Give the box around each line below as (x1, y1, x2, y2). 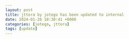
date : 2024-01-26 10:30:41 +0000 (5, 17, 76, 22)
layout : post (5, 7, 33, 13)
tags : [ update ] (5, 26, 38, 31)
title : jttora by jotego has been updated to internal (5, 12, 124, 17)
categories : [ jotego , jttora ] (5, 21, 70, 27)
